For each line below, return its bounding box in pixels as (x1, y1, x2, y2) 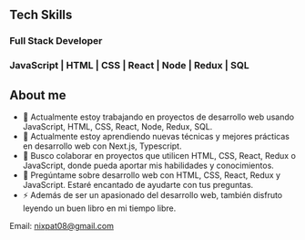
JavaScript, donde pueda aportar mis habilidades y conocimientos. (22, 160, 275, 172)
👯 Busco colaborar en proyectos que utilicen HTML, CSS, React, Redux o (22, 151, 296, 162)
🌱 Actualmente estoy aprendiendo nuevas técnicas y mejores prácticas (22, 131, 290, 142)
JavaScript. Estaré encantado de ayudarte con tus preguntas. (22, 180, 254, 191)
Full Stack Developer (9, 35, 103, 47)
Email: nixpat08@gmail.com (9, 221, 114, 232)
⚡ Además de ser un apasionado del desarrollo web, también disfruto (22, 190, 283, 201)
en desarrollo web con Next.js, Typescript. (22, 141, 182, 151)
